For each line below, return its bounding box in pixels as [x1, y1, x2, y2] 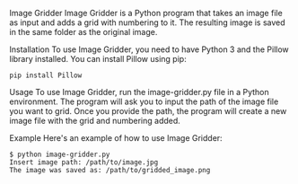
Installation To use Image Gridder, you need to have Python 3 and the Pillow [9, 44, 289, 55]
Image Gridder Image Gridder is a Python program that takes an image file [9, 8, 283, 18]
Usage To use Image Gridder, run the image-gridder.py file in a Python [9, 87, 269, 97]
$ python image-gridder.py [9, 150, 110, 159]
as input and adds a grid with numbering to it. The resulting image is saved [9, 17, 285, 28]
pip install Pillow [9, 71, 83, 80]
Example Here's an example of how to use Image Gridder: [9, 133, 223, 143]
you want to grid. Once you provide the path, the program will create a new [9, 106, 287, 116]
